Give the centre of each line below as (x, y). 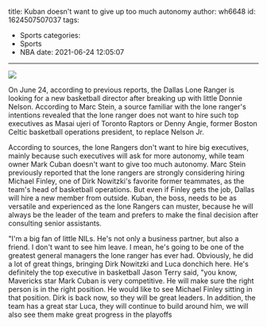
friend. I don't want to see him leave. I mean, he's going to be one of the (126, 247)
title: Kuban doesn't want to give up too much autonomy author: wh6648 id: (132, 12)
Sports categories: (50, 35)
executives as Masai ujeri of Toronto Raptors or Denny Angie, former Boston (133, 123)
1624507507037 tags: (44, 20)
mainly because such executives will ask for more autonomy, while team (126, 156)
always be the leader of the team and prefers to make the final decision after (133, 215)
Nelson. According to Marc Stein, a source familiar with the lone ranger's (127, 107)
